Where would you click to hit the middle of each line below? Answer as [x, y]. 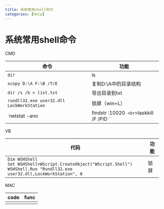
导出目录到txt [107, 93]
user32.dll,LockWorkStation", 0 [45, 174]
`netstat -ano [23, 116]
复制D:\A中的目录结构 [116, 84]
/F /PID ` [101, 119]
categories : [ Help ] [25, 14]
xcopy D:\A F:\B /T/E [32, 84]
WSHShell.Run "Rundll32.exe [40, 169]
